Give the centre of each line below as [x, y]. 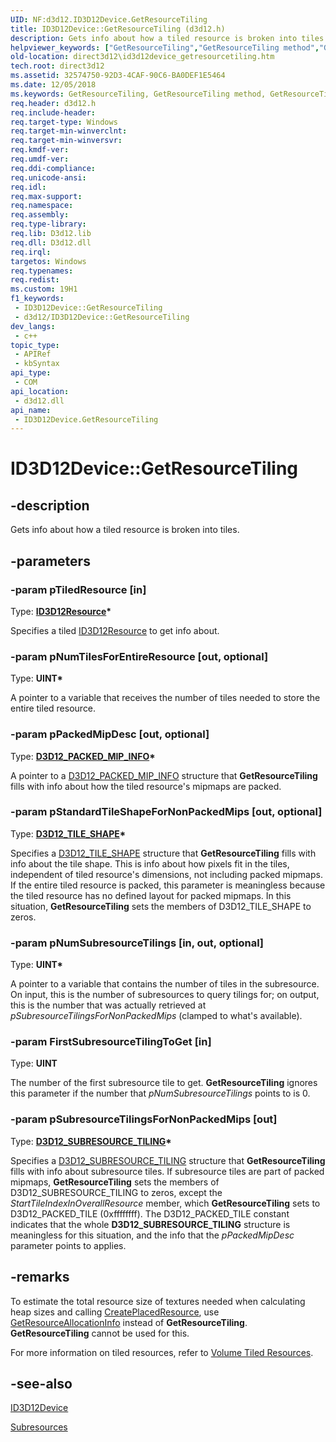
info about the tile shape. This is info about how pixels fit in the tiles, [150, 863]
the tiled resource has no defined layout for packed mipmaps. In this [151, 895]
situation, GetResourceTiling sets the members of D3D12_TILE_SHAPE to [161, 906]
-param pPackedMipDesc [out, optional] [110, 734]
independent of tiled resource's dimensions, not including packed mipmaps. [166, 874]
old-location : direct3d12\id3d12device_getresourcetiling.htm [142, 57]
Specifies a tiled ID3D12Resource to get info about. [115, 630]
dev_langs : [33, 326]
